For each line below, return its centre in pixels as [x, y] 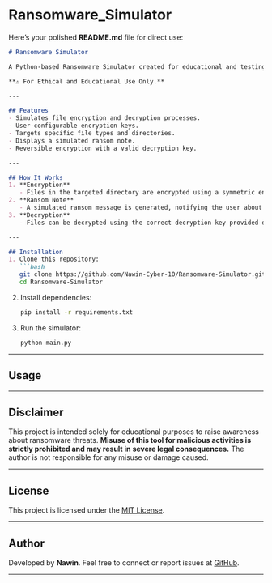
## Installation [36, 252]
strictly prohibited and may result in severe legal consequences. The [126, 449]
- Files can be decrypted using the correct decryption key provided [139, 223]
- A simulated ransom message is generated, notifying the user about [141, 208]
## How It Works [36, 177]
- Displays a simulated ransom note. [72, 140]
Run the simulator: [50, 328]
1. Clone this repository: [54, 260]
